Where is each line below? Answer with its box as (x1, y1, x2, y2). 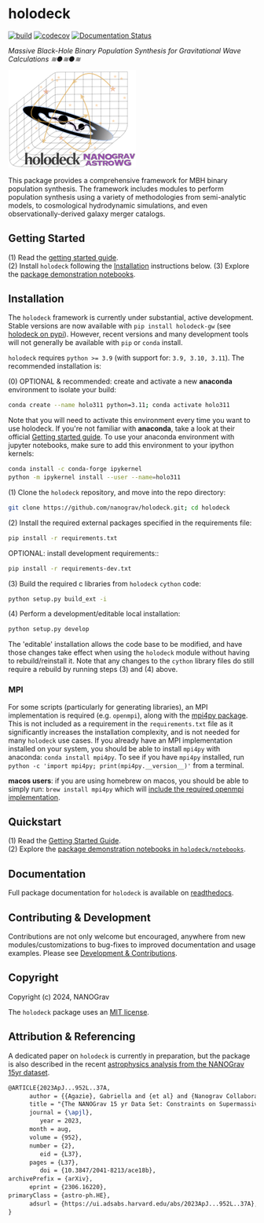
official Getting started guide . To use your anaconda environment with (8, 432, 235, 442)
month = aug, (28, 1126, 72, 1133)
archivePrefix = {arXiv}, (8, 1175, 93, 1183)
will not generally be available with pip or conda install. (8, 338, 183, 347)
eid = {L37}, (39, 1150, 82, 1158)
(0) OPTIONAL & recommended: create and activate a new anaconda (8, 376, 233, 386)
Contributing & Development (8, 911, 151, 924)
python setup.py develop (8, 626, 90, 634)
